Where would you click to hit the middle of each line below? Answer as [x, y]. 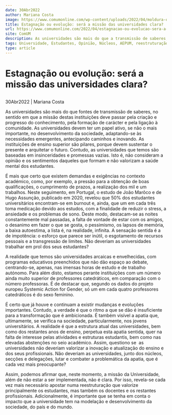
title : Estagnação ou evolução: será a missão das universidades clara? [84, 24]
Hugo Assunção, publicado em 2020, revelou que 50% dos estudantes [80, 198]
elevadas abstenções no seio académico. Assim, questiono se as [75, 343]
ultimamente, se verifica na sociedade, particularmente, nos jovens [76, 321]
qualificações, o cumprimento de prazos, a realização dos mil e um [76, 187]
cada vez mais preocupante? [36, 364]
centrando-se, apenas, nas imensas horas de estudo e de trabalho [76, 268]
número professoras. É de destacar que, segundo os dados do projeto [79, 284]
